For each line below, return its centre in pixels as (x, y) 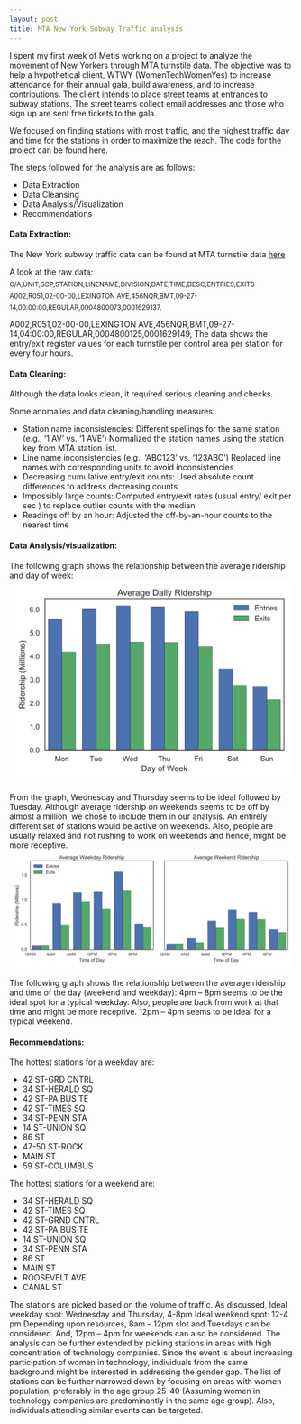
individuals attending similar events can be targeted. (106, 1410)
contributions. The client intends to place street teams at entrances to (139, 94)
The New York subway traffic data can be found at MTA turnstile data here (147, 254)
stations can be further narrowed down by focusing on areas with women (146, 1382)
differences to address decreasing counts (100, 487)
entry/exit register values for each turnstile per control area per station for (146, 344)
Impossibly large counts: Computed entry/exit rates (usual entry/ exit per (157, 496)
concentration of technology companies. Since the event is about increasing (151, 1353)
